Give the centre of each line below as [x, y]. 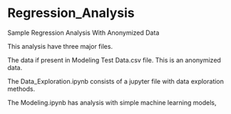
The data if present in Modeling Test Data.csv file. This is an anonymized [114, 60]
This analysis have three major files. [60, 46]
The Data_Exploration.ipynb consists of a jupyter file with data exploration [116, 81]
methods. [21, 89]
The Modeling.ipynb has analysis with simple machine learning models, [112, 102]
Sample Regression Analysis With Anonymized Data [83, 33]
